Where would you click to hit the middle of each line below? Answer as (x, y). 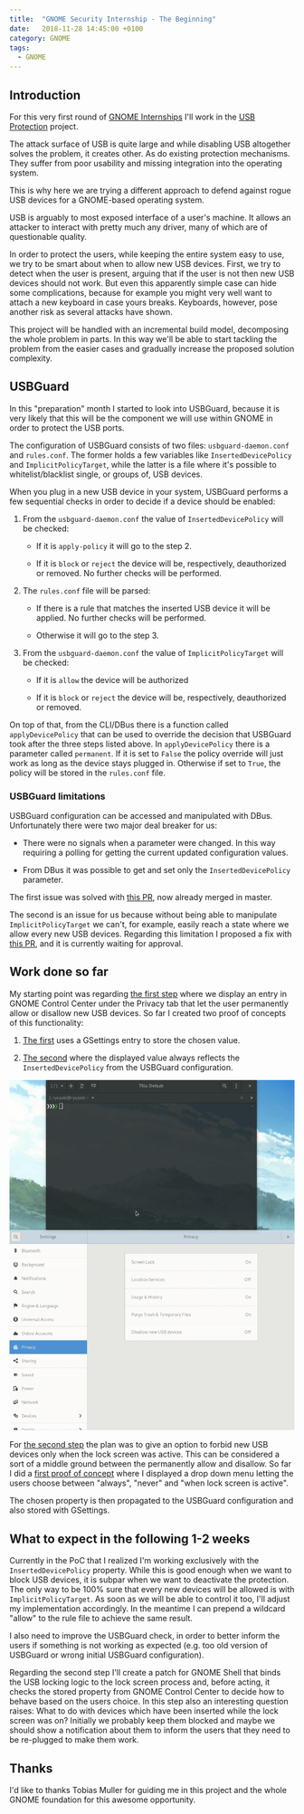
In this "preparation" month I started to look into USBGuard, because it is (145, 408)
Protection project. (44, 126)
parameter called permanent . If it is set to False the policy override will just (147, 753)
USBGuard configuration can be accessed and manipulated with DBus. (141, 816)
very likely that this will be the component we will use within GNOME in (141, 418)
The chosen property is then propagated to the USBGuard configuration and (152, 1501)
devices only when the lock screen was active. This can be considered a (145, 1454)
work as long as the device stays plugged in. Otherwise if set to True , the (145, 763)
